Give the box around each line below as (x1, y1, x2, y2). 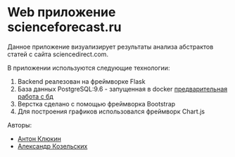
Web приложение (7, 4, 116, 20)
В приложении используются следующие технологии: (7, 63, 170, 72)
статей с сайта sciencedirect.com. (7, 50, 109, 58)
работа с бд (17, 92, 54, 101)
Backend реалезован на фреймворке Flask (17, 77, 146, 85)
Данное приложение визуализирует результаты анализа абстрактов (7, 42, 214, 51)
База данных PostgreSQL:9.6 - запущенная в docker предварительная (17, 84, 228, 93)
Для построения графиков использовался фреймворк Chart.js (17, 107, 205, 115)
